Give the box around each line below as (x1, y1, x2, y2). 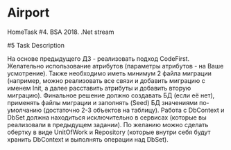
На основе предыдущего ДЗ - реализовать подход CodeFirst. (7, 54, 189, 63)
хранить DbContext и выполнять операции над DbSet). (7, 135, 169, 143)
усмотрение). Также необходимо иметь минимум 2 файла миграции (7, 69, 212, 77)
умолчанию (7, 106, 42, 114)
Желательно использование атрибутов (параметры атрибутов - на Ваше (7, 62, 224, 70)
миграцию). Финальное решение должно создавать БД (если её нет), (7, 91, 215, 100)
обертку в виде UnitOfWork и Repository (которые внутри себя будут (7, 128, 211, 136)
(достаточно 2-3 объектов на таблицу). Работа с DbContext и (43, 106, 225, 114)
